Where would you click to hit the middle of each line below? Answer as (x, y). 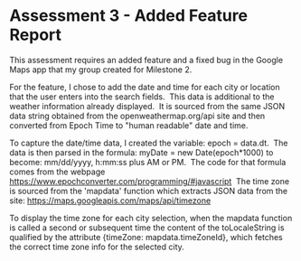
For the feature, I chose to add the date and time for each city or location (145, 87)
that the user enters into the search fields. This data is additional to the (142, 97)
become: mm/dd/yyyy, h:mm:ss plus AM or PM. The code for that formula (148, 162)
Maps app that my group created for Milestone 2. (101, 70)
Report (35, 35)
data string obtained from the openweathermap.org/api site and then (137, 116)
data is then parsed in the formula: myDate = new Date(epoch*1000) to (141, 152)
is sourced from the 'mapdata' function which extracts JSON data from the (149, 191)
